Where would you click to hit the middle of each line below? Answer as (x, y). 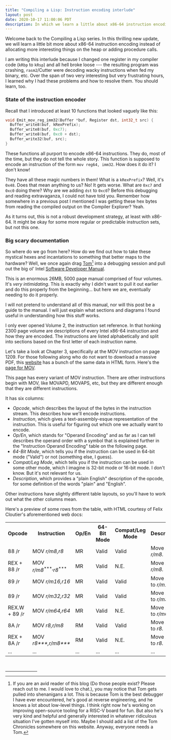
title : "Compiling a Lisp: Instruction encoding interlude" (70, 10)
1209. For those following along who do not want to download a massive (81, 357)
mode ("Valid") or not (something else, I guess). (63, 457)
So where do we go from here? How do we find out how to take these (78, 252)
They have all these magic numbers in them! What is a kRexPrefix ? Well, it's (84, 179)
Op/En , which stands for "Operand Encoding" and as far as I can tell (84, 435)
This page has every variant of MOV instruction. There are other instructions (85, 377)
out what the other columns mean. (41, 499)
